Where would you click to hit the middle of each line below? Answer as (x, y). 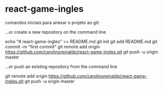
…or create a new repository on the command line (56, 32)
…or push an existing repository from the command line (61, 67)
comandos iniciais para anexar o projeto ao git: (52, 22)
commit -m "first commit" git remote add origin (53, 46)
